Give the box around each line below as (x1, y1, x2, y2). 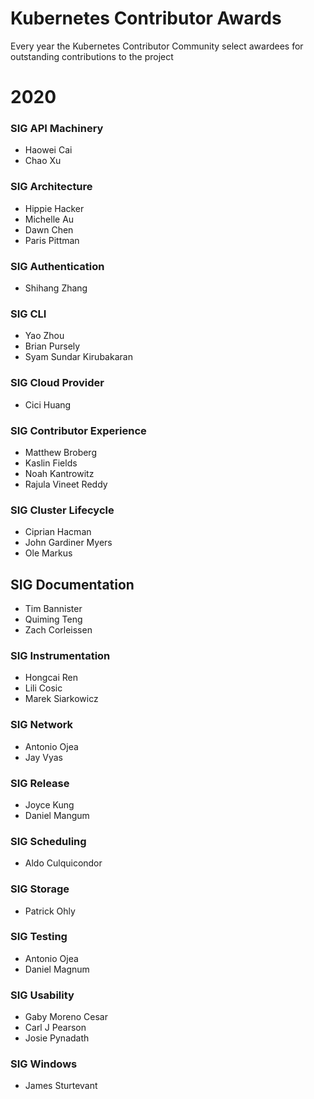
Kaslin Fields (24, 457, 78, 469)
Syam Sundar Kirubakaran (24, 351, 133, 363)
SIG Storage (10, 882, 70, 896)
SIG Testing (10, 930, 68, 944)
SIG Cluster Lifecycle (10, 503, 115, 517)
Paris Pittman (24, 234, 80, 246)
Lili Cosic (24, 682, 63, 694)
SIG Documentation (10, 576, 135, 593)
